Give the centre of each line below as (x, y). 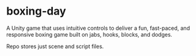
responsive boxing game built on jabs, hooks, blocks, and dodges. (89, 34)
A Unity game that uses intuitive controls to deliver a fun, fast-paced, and (98, 28)
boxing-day (36, 11)
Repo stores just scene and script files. (55, 46)
